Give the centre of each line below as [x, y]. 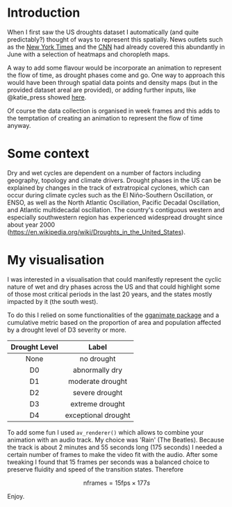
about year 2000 [31, 225]
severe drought [98, 392]
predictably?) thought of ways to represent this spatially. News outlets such [115, 39]
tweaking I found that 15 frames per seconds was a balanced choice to [108, 462]
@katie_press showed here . [47, 97]
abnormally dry [98, 370]
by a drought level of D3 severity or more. [67, 330]
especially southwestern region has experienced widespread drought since [115, 217]
